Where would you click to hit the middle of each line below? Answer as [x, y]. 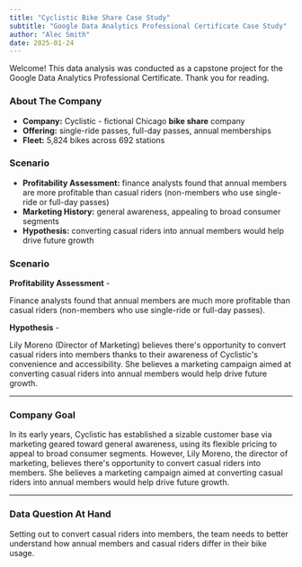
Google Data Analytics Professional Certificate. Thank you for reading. [139, 78]
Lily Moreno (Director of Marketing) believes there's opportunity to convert [147, 345]
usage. [22, 553]
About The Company [56, 102]
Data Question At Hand [60, 514]
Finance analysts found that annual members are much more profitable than [150, 301]
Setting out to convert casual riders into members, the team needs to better [149, 534]
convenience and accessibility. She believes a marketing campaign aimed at [151, 364]
